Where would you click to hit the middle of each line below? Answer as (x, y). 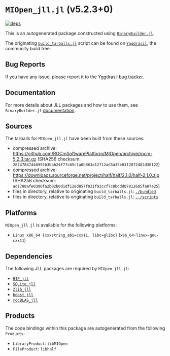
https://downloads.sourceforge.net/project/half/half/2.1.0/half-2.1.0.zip (86, 175)
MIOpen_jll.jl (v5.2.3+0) (59, 9)
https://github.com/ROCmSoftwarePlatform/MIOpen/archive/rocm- (82, 154)
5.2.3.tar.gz (24, 159)
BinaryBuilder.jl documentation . (41, 110)
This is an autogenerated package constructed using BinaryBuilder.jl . (80, 33)
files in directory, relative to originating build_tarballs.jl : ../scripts (85, 197)
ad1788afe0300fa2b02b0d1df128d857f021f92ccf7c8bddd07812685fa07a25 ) (86, 186)
